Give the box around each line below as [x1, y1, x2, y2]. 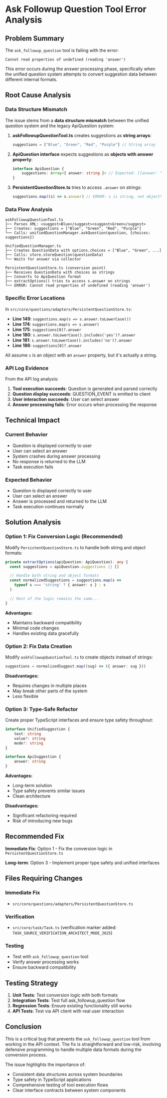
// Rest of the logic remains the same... [9, 596, 99, 601]
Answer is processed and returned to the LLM [12, 498, 107, 504]
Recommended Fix [5, 832, 65, 841]
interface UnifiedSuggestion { [5, 727, 70, 732]
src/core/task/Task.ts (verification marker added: [12, 924, 117, 930]
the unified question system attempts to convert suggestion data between [5, 71, 157, 77]
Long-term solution [12, 783, 52, 789]
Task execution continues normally [12, 503, 84, 509]
